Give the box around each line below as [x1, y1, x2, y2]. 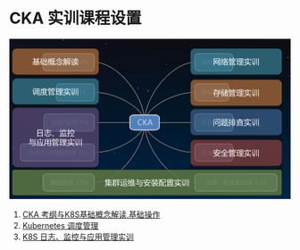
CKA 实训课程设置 [9, 8, 142, 29]
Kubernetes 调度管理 [21, 221, 99, 231]
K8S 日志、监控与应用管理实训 [21, 231, 134, 242]
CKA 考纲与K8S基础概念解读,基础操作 [21, 209, 161, 220]
